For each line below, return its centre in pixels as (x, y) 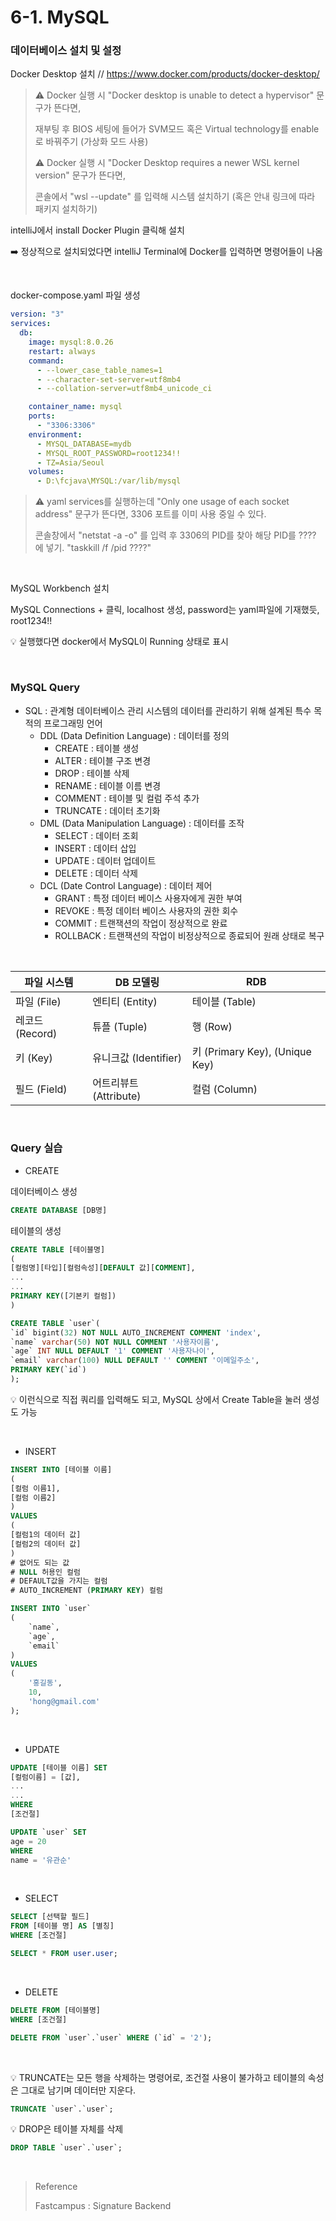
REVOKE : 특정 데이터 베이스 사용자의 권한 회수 (146, 910)
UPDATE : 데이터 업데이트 (105, 860)
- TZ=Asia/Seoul (70, 462)
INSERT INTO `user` (51, 1609)
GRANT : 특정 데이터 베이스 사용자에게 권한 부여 (148, 898)
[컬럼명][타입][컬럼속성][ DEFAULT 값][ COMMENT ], (103, 1268)
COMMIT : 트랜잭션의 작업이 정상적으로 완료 (141, 923)
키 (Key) (34, 1058)
